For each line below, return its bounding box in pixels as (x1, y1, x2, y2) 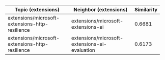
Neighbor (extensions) (73, 6, 128, 13)
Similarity (134, 6, 158, 13)
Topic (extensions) (14, 6, 60, 13)
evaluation (71, 47, 95, 53)
